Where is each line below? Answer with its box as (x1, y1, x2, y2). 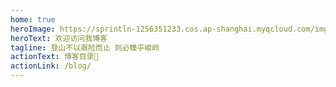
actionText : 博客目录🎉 (10, 52, 99, 62)
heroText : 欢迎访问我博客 (10, 33, 108, 43)
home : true (10, 14, 56, 25)
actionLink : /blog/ (10, 61, 92, 71)
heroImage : (10, 24, 56, 34)
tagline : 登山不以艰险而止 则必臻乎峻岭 (10, 42, 160, 53)
